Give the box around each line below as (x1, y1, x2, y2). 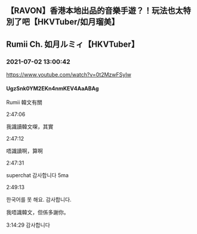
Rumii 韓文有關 (6, 99, 43, 106)
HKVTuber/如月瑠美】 (37, 17, 119, 27)
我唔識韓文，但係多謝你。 (6, 209, 69, 216)
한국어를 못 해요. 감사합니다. (6, 196, 72, 203)
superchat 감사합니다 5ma (6, 172, 69, 179)
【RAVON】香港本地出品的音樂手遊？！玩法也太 (6, 5, 183, 16)
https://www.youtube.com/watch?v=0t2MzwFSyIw (6, 71, 131, 78)
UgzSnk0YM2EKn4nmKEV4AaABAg (6, 84, 99, 92)
